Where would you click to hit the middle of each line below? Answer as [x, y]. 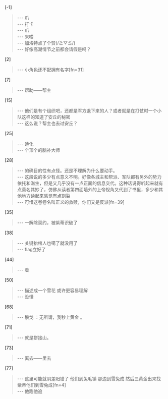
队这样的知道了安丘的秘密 [44, 117]
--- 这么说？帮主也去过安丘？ [47, 123]
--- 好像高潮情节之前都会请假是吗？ [54, 49]
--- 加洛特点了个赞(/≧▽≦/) [46, 43]
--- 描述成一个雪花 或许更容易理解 [52, 290]
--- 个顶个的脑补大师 [39, 150]
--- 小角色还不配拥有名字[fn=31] [50, 70]
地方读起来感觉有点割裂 [46, 196]
